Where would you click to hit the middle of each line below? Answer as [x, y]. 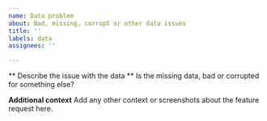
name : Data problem [41, 16]
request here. [31, 109]
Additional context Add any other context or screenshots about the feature [134, 100]
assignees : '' [32, 46]
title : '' [25, 31]
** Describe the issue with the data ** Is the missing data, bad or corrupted [134, 76]
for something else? [41, 85]
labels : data [30, 38]
